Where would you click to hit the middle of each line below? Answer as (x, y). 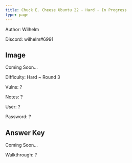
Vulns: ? (14, 87)
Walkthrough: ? (21, 155)
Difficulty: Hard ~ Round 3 (33, 77)
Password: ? (18, 117)
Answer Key (25, 133)
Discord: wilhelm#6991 (29, 39)
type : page (17, 15)
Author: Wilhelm (22, 29)
